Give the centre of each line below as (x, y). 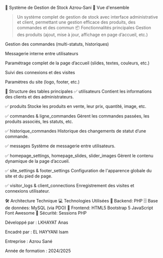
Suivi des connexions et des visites (40, 72)
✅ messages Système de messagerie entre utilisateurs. (60, 146)
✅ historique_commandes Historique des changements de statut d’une (76, 131)
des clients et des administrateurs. (40, 97)
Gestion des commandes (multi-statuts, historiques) (57, 44)
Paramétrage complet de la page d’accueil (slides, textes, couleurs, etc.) (77, 63)
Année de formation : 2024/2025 (38, 251)
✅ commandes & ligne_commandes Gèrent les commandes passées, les (77, 116)
